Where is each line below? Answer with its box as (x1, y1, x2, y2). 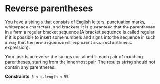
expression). (5, 44, 30, 50)
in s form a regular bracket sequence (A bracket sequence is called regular (5, 29, 155, 35)
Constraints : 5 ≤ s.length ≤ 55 (5, 73, 69, 79)
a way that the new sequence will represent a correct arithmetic (5, 39, 132, 45)
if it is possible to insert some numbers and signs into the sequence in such (5, 34, 156, 40)
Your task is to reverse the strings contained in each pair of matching (5, 54, 143, 59)
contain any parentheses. (5, 64, 56, 70)
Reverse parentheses (5, 3, 93, 14)
